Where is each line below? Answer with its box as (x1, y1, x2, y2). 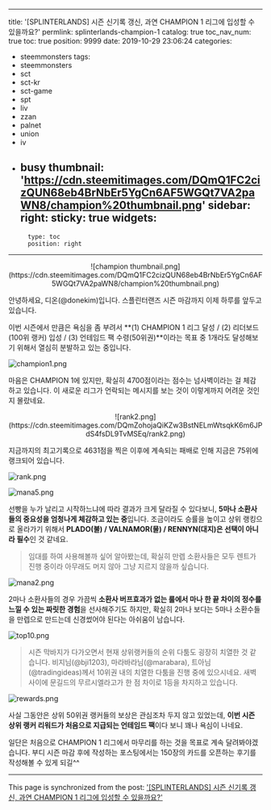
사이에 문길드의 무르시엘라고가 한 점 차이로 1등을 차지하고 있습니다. (27, 677, 238, 687)
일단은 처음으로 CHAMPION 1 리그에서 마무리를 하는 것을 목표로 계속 (8, 737, 224, 747)
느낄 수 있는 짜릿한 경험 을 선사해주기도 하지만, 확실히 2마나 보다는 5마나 (8, 604, 233, 614)
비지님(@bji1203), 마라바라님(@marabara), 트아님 (52, 657, 211, 666)
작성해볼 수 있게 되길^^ (8, 758, 80, 767)
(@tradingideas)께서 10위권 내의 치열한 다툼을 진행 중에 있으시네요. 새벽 (27, 667, 256, 677)
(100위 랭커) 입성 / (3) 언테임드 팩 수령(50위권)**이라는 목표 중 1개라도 (8, 332, 231, 342)
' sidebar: (201, 198, 252, 212)
